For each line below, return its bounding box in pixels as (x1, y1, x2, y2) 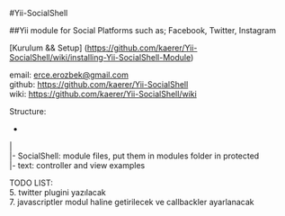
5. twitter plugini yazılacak (9, 187, 106, 197)
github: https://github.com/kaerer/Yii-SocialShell (9, 79, 189, 89)
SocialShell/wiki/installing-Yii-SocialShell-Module (9, 52, 191, 62)
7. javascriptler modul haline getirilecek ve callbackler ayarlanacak (9, 197, 254, 207)
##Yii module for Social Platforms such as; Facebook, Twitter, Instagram (9, 25, 277, 35)
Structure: (9, 106, 47, 116)
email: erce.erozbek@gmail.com (9, 69, 129, 80)
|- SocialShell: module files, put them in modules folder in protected (9, 150, 260, 161)
